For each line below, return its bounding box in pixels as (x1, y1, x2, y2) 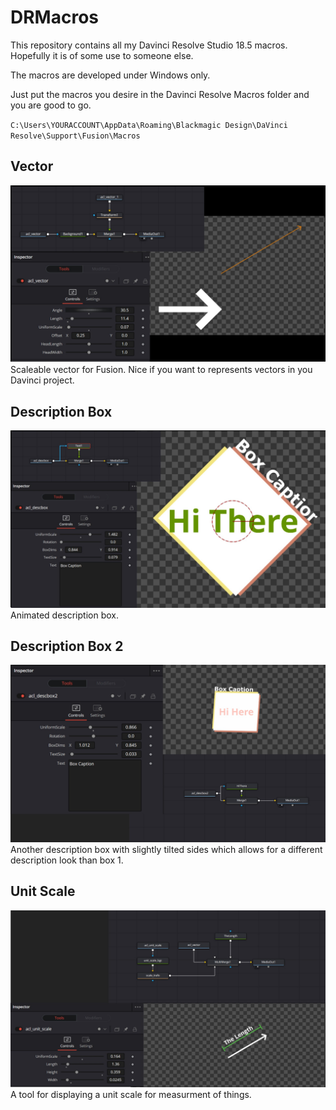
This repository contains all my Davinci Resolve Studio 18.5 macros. (10, 39, 288, 51)
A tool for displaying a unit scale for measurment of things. (10, 1089, 252, 1101)
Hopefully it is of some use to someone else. (10, 49, 194, 61)
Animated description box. (10, 609, 119, 621)
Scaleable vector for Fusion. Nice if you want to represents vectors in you (10, 364, 313, 376)
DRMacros (10, 6, 99, 29)
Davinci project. (10, 374, 75, 386)
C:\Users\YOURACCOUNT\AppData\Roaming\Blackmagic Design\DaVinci (10, 120, 288, 130)
